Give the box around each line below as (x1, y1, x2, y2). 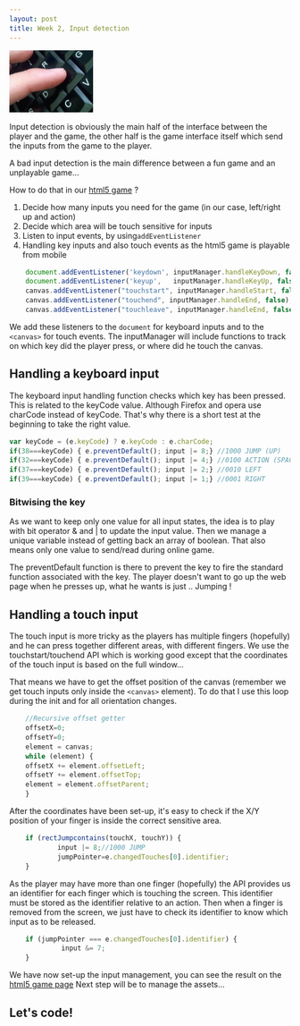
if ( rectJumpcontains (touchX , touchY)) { (25, 834, 181, 843)
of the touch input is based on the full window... (9, 659, 185, 670)
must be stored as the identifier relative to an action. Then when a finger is (9, 897, 284, 908)
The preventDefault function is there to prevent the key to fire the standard (9, 562, 284, 572)
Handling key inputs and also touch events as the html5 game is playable (21, 240, 290, 250)
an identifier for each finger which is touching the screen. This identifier (9, 887, 273, 898)
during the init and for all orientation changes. (9, 696, 177, 707)
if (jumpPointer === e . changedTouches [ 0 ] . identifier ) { (25, 935, 238, 944)
